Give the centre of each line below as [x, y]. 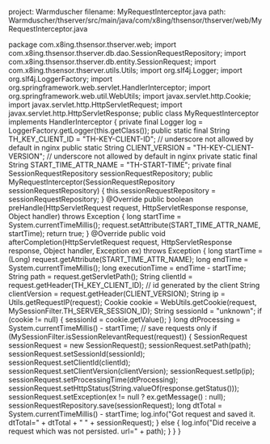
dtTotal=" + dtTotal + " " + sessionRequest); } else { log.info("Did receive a [133, 423]
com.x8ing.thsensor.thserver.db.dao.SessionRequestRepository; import [127, 53]
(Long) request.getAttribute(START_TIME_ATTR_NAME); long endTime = [129, 259]
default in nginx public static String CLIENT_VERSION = [100, 148]
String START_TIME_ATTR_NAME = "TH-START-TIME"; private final [120, 165]
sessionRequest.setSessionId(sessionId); [77, 354]
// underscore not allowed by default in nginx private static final [152, 156]
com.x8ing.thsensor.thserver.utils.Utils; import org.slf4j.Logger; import [125, 70]
